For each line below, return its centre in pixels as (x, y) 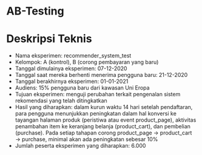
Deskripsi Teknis (49, 39)
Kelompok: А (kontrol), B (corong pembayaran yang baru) (87, 62)
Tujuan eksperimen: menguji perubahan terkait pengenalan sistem (98, 94)
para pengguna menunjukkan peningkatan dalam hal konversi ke (96, 114)
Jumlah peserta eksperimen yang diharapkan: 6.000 (80, 146)
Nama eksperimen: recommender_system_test (73, 56)
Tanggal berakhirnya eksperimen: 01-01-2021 (72, 81)
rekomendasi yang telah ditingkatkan (61, 101)
